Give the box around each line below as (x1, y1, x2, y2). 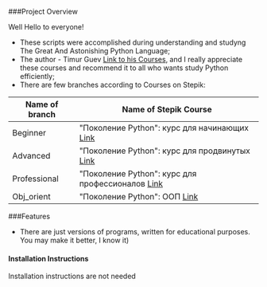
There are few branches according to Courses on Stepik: (19, 80, 206, 89)
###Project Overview (8, 7, 78, 16)
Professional (12, 173, 60, 184)
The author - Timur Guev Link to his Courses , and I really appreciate (19, 55, 243, 64)
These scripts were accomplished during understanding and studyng (19, 37, 246, 47)
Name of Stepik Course (122, 104, 212, 115)
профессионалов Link (79, 179, 164, 189)
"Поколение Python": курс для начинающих (79, 123, 249, 133)
